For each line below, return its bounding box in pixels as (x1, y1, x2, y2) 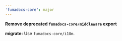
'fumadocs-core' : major (5, 7, 55, 12)
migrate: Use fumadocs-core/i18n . (5, 30, 75, 36)
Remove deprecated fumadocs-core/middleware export (5, 21, 117, 27)
